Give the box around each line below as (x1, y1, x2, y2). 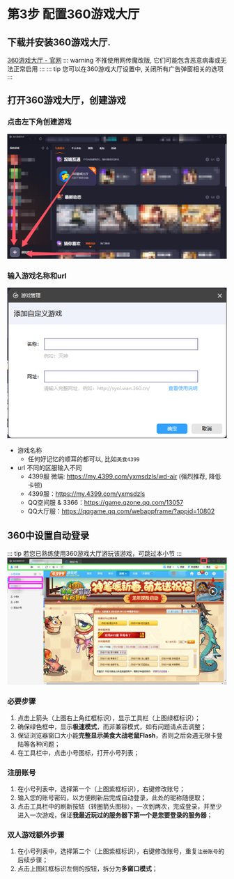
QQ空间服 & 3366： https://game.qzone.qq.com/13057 (27, 499, 184, 507)
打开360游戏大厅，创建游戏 (7, 95, 127, 107)
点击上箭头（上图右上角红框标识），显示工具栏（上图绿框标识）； (17, 713, 201, 722)
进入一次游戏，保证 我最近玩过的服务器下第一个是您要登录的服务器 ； (17, 811, 213, 819)
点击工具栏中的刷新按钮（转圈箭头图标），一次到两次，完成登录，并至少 (17, 802, 222, 811)
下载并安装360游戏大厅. (7, 36, 111, 48)
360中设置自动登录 (7, 529, 90, 541)
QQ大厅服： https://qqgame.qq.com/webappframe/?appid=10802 (27, 507, 215, 515)
